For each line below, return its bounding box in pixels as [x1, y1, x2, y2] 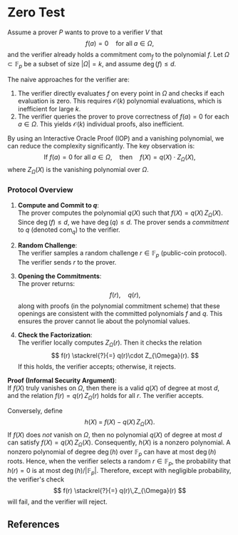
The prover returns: [17, 279, 76, 287]
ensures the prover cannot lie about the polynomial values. [17, 317, 190, 325]
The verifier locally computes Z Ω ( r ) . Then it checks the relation [17, 338, 202, 348]
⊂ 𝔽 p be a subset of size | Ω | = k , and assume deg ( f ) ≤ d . [7, 59, 177, 70]
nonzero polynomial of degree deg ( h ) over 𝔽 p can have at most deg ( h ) [7, 447, 217, 457]
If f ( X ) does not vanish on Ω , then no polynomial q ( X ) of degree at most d [7, 431, 222, 439]
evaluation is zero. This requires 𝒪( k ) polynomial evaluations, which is [17, 96, 222, 105]
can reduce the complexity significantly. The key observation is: [7, 141, 195, 150]
